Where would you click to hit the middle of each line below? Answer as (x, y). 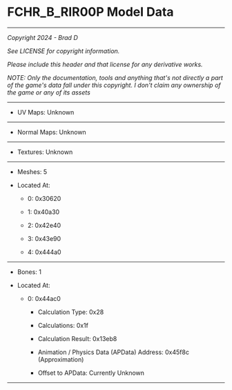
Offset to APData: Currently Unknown (91, 373)
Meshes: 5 (32, 172)
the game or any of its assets (49, 92)
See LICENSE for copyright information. (64, 51)
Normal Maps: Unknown (51, 132)
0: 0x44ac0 (44, 298)
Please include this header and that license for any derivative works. (105, 64)
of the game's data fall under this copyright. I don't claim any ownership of (114, 85)
